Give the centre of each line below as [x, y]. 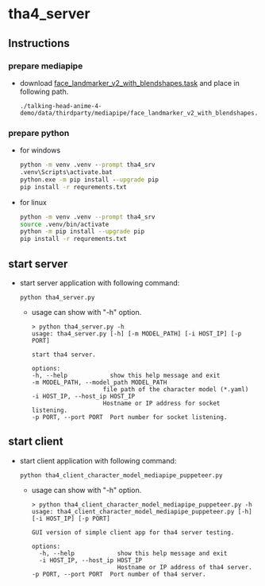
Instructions [39, 43]
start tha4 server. [64, 355]
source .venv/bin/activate [64, 224]
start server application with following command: [100, 282]
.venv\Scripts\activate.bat [66, 173]
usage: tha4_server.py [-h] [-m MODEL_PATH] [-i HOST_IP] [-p [136, 334]
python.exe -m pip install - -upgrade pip [89, 180]
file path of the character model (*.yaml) [176, 389]
